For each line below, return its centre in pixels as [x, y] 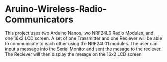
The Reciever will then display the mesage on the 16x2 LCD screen [73, 54]
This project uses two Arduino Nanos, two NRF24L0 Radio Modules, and [79, 33]
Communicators [39, 19]
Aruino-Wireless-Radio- [56, 9]
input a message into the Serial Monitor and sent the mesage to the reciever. [83, 49]
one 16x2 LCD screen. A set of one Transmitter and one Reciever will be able [83, 38]
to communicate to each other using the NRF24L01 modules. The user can [81, 43]
